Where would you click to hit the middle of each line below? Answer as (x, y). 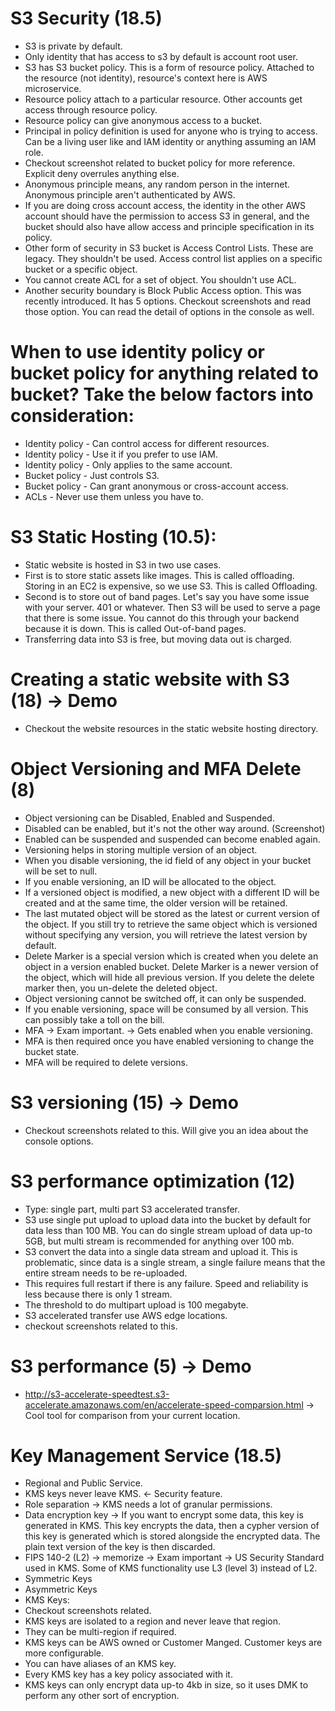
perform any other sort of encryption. (102, 1696)
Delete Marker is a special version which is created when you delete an (171, 956)
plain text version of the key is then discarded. (120, 1547)
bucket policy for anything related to (164, 373)
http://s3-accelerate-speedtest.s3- (97, 1394)
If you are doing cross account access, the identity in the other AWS (165, 205)
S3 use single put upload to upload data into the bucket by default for (168, 1219)
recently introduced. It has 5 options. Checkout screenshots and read (168, 301)
